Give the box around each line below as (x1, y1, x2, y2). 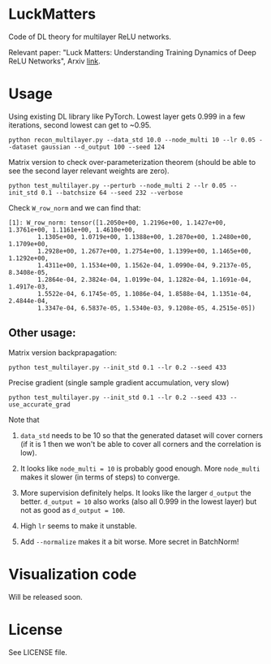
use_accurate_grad (8, 400, 71, 409)
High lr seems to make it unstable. (19, 521, 137, 531)
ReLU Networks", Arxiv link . (8, 56, 101, 66)
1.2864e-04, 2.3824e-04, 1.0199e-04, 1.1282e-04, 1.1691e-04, (37, 276, 252, 284)
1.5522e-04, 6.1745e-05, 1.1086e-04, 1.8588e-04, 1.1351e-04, (37, 289, 252, 297)
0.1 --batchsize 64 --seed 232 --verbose (41, 189, 183, 197)
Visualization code (8, 565, 137, 584)
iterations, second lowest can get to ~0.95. (8, 119, 152, 130)
